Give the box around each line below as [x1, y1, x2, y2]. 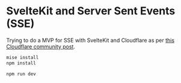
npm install [6, 60, 36, 66]
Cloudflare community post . [6, 43, 75, 50]
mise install [6, 54, 39, 60]
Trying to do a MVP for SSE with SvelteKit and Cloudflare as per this [6, 36, 175, 44]
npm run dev [6, 70, 36, 77]
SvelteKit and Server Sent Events [6, 4, 176, 18]
